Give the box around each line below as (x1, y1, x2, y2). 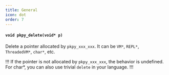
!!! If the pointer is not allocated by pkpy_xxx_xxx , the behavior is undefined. (5, 58, 164, 64)
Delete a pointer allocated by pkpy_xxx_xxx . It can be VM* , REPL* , (5, 43, 139, 49)
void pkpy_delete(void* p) (5, 33, 63, 38)
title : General (5, 7, 38, 13)
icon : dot (5, 12, 27, 17)
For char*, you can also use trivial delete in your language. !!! (5, 64, 134, 70)
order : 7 (5, 17, 24, 22)
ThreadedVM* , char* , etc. (5, 48, 55, 55)
